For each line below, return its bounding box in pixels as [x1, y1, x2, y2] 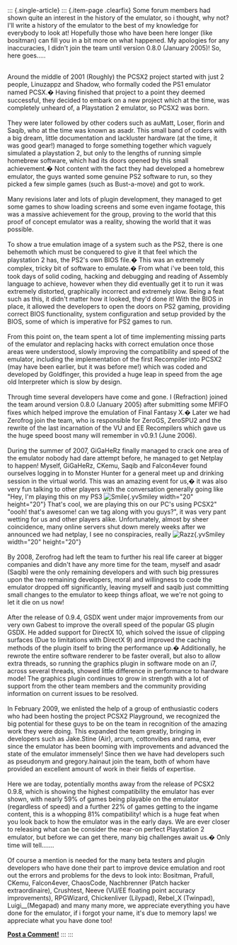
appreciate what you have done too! [7, 917, 112, 924]
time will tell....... [7, 841, 54, 849]
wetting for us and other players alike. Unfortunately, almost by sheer [7, 515, 209, 524]
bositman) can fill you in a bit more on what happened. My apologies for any [7, 36, 230, 45]
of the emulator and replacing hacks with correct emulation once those [7, 340, 214, 348]
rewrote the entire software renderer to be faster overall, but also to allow [7, 652, 221, 660]
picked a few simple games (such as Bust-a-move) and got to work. [7, 180, 205, 188]
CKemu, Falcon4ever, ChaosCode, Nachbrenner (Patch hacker [7, 879, 190, 887]
